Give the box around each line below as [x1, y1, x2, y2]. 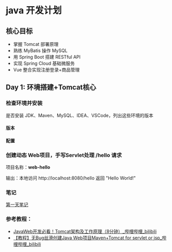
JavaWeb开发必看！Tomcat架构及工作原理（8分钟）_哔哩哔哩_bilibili [13, 228, 157, 234]
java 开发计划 [6, 5, 62, 16]
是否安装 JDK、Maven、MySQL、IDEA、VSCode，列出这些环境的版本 [6, 112, 154, 118]
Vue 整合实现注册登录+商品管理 [13, 67, 80, 73]
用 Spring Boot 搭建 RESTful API [13, 54, 81, 60]
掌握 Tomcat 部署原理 [13, 41, 59, 47]
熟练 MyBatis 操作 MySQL [13, 48, 68, 54]
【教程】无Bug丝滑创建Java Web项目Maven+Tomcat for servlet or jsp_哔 [13, 235, 167, 241]
